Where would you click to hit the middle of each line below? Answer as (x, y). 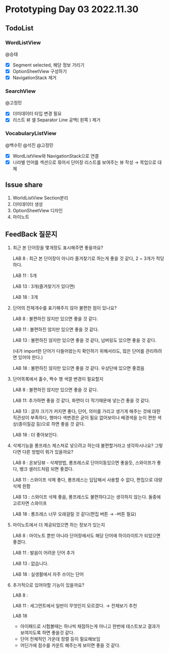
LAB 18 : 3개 (25, 297)
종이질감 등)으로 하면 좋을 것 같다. (52, 424)
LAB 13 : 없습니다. (31, 563)
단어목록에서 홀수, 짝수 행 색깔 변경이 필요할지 (58, 379)
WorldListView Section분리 (40, 198)
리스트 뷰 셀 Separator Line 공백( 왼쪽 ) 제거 (56, 120)
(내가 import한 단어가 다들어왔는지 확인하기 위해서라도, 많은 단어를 (78, 351)
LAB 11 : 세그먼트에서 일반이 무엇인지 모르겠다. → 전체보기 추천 (75, 605)
